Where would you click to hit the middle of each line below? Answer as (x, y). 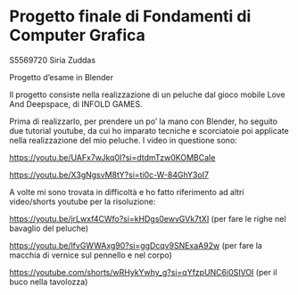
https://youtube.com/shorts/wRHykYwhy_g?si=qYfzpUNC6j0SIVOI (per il (143, 272)
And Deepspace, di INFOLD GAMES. (76, 103)
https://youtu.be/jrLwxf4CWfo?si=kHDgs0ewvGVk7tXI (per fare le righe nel (148, 218)
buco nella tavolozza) (49, 282)
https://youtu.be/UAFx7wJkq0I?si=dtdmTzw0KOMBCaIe (112, 157)
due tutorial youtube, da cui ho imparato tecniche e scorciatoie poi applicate (149, 130)
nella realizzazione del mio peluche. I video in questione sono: (124, 140)
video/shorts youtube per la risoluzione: (83, 201)
